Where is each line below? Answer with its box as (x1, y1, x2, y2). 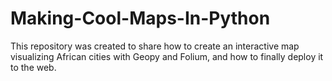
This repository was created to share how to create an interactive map (10, 40, 300, 52)
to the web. (10, 61, 57, 73)
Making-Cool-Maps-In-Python (10, 7, 271, 30)
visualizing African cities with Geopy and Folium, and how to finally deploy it (10, 50, 324, 62)
